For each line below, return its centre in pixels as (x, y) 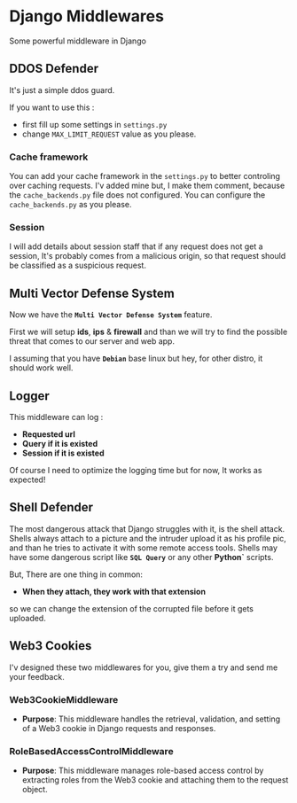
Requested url (48, 434)
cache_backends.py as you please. (70, 205)
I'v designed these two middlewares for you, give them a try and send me (144, 667)
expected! (27, 479)
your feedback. (37, 676)
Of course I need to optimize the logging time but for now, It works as (136, 470)
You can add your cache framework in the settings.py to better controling (145, 176)
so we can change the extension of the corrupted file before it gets (132, 608)
